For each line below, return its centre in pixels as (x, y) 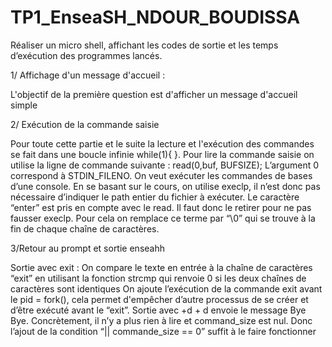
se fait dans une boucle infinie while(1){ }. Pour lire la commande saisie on (162, 154)
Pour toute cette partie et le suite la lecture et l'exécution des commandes (162, 143)
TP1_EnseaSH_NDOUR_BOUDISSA (155, 17)
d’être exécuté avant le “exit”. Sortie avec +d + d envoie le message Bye (158, 310)
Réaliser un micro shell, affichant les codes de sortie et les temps (144, 45)
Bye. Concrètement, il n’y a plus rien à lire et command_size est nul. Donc (161, 320)
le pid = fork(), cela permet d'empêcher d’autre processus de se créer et (159, 299)
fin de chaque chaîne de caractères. (85, 228)
